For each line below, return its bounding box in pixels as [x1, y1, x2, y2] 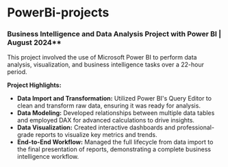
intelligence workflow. [16, 153, 79, 161]
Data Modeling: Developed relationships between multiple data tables [16, 109, 215, 117]
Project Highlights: [7, 81, 62, 90]
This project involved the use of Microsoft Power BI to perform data [7, 53, 197, 62]
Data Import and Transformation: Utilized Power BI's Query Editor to [16, 94, 212, 103]
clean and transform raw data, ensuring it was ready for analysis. [16, 101, 201, 110]
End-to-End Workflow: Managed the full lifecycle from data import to [16, 138, 214, 146]
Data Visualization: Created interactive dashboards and [16, 123, 176, 131]
